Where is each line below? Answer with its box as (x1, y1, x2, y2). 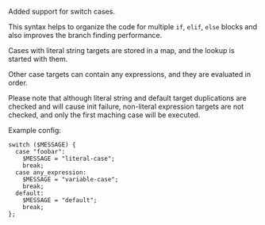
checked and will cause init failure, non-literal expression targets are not (8, 102, 244, 111)
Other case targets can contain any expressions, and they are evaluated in (8, 70, 252, 78)
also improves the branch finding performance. (8, 31, 163, 40)
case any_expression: (15, 169, 87, 177)
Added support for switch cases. (8, 7, 115, 16)
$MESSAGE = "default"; (22, 196, 98, 204)
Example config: (8, 126, 62, 135)
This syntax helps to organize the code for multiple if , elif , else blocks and (8, 22, 258, 31)
